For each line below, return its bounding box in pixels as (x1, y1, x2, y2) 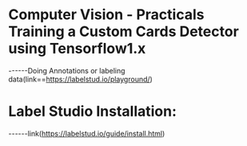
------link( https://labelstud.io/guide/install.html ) (8, 128, 165, 138)
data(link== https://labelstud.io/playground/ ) (8, 74, 153, 84)
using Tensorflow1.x (8, 40, 146, 57)
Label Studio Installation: (8, 102, 177, 120)
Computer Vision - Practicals (8, 6, 205, 24)
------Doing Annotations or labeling (8, 65, 125, 75)
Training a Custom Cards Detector (8, 22, 240, 41)
